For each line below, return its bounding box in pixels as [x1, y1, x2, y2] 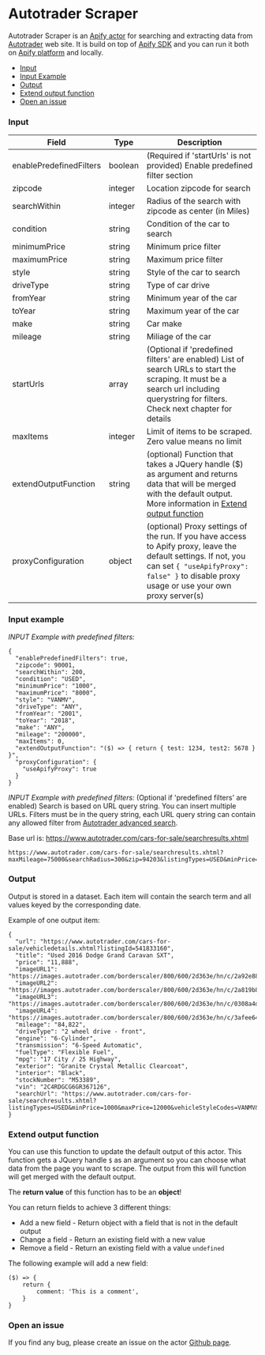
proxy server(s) [146, 590, 204, 601]
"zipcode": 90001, [15, 661, 77, 669]
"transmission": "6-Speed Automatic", [15, 1041, 144, 1049]
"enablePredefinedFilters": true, [15, 654, 129, 662]
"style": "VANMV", [15, 695, 77, 704]
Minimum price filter [146, 241, 222, 252]
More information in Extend [146, 498, 248, 509]
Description [177, 137, 222, 148]
